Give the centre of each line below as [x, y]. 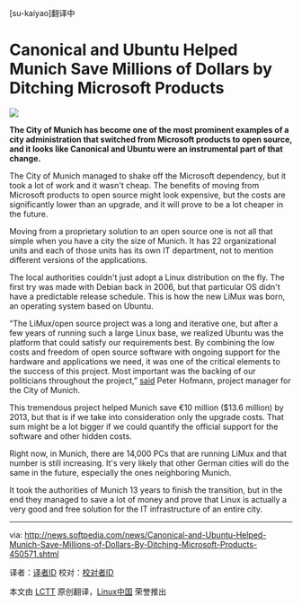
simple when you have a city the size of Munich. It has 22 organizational [143, 241]
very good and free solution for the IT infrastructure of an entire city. [136, 509]
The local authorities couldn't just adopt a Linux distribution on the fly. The [147, 277]
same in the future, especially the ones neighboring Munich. [120, 472]
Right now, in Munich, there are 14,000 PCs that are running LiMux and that [148, 453]
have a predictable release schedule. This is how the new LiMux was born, [147, 296]
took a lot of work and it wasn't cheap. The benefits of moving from [134, 185]
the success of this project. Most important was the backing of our [133, 371]
